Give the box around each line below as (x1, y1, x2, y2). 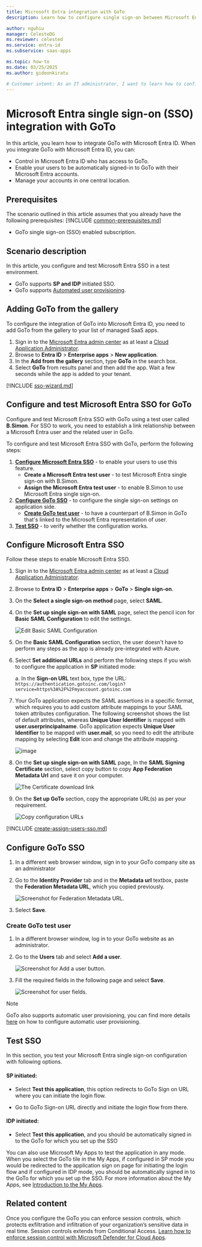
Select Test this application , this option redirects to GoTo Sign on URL (14, 1085, 189, 1092)
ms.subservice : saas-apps (6, 48, 71, 54)
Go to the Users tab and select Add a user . (14, 953, 122, 960)
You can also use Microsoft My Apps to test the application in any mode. (6, 1149, 186, 1156)
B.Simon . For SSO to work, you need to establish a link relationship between (6, 422, 195, 429)
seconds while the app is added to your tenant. (14, 370, 132, 377)
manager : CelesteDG (6, 31, 55, 37)
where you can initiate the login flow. (14, 1092, 106, 1099)
